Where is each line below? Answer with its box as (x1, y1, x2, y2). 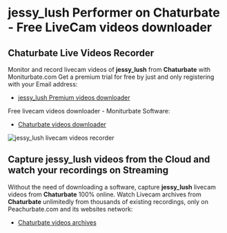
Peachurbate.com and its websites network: (8, 205, 133, 213)
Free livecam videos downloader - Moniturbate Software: (8, 107, 170, 115)
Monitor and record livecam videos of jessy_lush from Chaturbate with (8, 66, 211, 73)
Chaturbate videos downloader (17, 120, 106, 129)
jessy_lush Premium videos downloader (17, 93, 130, 102)
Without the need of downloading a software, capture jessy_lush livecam (8, 183, 217, 191)
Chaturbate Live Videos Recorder (8, 47, 155, 59)
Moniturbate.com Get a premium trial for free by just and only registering (8, 73, 215, 81)
